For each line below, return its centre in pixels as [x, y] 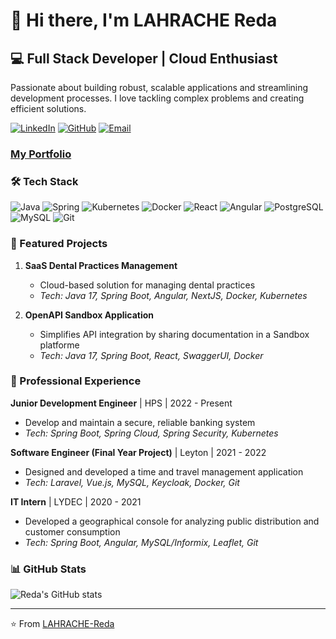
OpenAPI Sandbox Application [89, 315]
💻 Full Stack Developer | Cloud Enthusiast [144, 58]
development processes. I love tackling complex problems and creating [157, 98]
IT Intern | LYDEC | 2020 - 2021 [76, 501]
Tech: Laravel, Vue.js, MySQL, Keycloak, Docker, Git [132, 482]
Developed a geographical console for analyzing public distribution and [172, 521]
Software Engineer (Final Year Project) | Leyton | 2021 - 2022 [138, 452]
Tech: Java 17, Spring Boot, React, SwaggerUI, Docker [151, 355]
